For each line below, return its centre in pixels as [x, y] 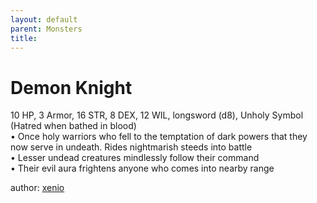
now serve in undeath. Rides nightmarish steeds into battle [131, 147]
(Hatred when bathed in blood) [73, 126]
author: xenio [37, 188]
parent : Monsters [46, 29]
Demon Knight [71, 87]
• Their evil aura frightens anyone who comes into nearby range [142, 168]
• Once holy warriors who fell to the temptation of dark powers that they [159, 137]
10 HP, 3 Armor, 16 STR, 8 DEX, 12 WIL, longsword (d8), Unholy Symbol [157, 115]
